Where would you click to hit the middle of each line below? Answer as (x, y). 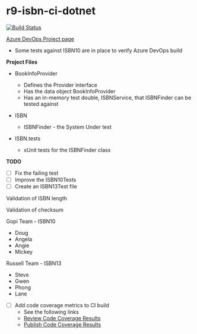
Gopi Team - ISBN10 (31, 222)
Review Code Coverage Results (62, 319)
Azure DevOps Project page (40, 39)
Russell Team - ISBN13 (34, 263)
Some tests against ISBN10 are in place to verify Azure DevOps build (99, 50)
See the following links (51, 312)
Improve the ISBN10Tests (45, 180)
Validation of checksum (35, 210)
